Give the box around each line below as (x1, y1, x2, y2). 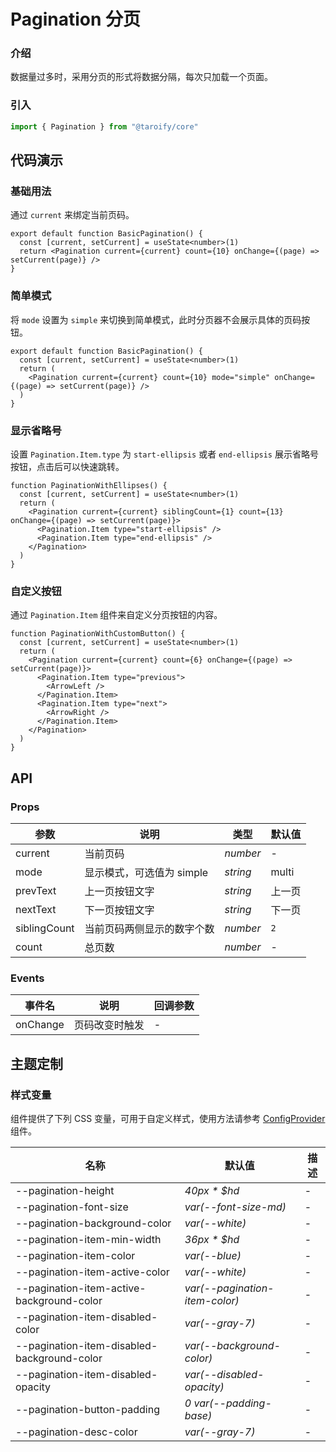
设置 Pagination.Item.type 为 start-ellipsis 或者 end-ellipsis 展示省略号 (10, 448, 319, 460)
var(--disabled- (184, 1367, 265, 1381)
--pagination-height (15, 1183, 115, 1197)
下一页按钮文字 (84, 903, 155, 917)
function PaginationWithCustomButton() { (10, 629, 186, 639)
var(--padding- (193, 1396, 272, 1410)
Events (10, 971, 45, 985)
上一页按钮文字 (84, 884, 155, 898)
